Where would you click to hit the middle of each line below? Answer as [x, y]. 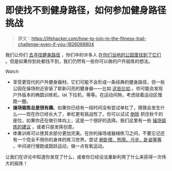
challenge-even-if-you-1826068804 [56, 44]
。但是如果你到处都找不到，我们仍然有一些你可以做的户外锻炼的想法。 [79, 61]
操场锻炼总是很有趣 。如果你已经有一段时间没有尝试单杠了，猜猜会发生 [87, 108]
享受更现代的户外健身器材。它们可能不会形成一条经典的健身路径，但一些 [89, 82]
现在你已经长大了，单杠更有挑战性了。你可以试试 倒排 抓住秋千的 [95, 114]
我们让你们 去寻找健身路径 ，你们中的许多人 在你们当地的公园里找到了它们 [83, 55]
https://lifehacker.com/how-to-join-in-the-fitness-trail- [89, 38]
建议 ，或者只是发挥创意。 [49, 126]
